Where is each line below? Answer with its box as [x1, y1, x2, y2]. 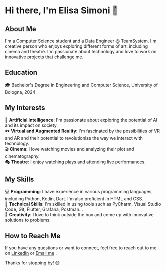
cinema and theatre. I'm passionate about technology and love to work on [5, 49, 157, 54]
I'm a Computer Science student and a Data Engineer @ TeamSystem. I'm [5, 38, 157, 44]
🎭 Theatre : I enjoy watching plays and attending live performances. [5, 159, 146, 165]
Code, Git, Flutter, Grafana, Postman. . [5, 206, 83, 212]
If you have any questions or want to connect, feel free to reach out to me [5, 245, 157, 251]
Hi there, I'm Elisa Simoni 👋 [5, 5, 118, 16]
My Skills [5, 175, 34, 184]
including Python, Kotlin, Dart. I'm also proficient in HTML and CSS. [5, 196, 143, 202]
